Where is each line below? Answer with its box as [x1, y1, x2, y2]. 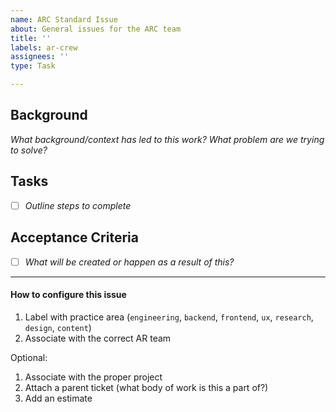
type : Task [10, 61, 56, 71]
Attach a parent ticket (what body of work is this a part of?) [24, 381, 269, 393]
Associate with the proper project [24, 371, 163, 383]
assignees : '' [10, 52, 70, 62]
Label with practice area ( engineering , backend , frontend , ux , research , [24, 311, 314, 323]
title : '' [10, 33, 52, 43]
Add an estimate [24, 392, 93, 404]
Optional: [10, 351, 48, 363]
